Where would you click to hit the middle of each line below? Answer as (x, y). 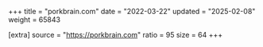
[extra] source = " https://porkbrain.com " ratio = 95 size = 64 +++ (116, 35)
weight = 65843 (35, 20)
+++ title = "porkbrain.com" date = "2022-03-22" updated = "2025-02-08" (132, 11)
